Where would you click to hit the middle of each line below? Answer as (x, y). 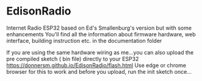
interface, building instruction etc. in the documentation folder (84, 40)
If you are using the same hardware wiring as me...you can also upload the (100, 52)
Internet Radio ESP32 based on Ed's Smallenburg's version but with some (99, 28)
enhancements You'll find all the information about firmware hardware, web (101, 34)
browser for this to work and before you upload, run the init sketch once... (99, 71)
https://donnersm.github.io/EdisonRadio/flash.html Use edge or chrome (96, 65)
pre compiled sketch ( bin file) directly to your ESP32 (73, 59)
